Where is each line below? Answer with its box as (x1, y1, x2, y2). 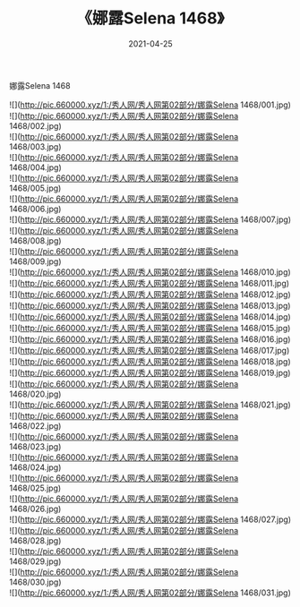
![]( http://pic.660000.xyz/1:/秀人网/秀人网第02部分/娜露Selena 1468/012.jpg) (9, 288, 291, 300)
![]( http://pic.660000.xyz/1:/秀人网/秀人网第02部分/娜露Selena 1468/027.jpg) (9, 514, 292, 525)
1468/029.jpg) (9, 556, 62, 567)
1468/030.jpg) (9, 577, 62, 587)
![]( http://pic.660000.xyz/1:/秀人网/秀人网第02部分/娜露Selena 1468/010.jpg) (9, 266, 291, 278)
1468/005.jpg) (9, 183, 62, 193)
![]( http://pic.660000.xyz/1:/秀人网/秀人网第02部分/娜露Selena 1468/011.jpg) (9, 278, 289, 288)
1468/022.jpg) (9, 420, 62, 431)
